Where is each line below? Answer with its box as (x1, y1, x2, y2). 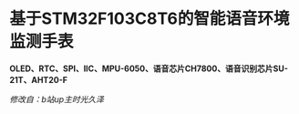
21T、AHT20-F (9, 74, 68, 85)
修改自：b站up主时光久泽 (9, 93, 105, 105)
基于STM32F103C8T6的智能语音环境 (9, 8, 290, 29)
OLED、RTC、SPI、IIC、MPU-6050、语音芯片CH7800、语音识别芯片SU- (9, 63, 289, 74)
